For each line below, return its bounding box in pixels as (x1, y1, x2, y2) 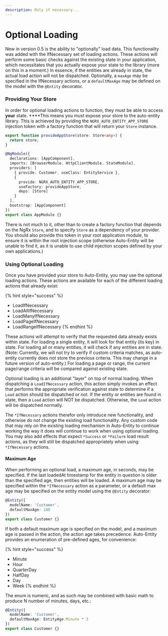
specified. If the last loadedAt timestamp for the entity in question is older (5, 472, 157, 478)
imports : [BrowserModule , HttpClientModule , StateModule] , (10, 161, 136, 166)
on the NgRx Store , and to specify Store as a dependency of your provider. (5, 227, 160, 233)
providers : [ (10, 166, 37, 171)
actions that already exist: (5, 283, 59, 289)
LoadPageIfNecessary (12, 318, 59, 325)
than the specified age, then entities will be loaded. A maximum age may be (5, 477, 162, 483)
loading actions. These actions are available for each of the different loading (5, 277, 163, 284)
